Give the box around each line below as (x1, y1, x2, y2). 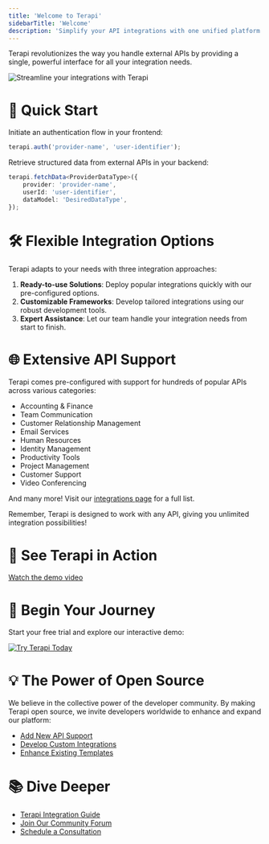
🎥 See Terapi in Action (8, 546, 158, 564)
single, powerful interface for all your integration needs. (8, 57, 193, 67)
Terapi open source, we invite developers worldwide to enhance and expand (8, 707, 262, 716)
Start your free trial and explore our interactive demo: (8, 628, 185, 637)
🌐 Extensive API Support (8, 350, 177, 368)
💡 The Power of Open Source (8, 671, 205, 690)
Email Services (19, 427, 70, 436)
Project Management (19, 461, 90, 471)
